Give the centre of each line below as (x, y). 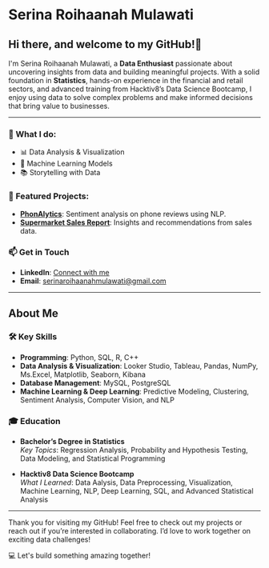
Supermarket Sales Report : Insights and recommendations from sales (136, 222)
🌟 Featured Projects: (49, 196)
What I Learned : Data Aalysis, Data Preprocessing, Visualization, (126, 482)
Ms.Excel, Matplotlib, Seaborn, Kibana (83, 374)
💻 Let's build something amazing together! (79, 555)
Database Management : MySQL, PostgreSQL (95, 382)
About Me (33, 314)
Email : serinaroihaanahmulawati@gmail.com (93, 281)
